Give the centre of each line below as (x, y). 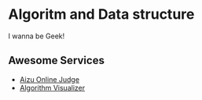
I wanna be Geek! (37, 36)
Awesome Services (56, 61)
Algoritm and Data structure (101, 14)
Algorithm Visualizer (52, 87)
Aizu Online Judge (50, 79)
